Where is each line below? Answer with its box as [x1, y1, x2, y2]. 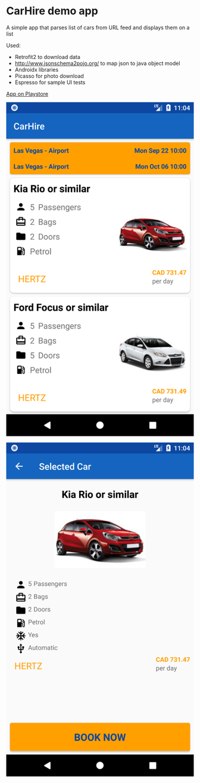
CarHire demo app [6, 4, 98, 18]
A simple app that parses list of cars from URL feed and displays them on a [6, 24, 190, 31]
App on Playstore [6, 90, 49, 97]
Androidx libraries [14, 66, 59, 73]
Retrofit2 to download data [14, 53, 80, 60]
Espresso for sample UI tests [14, 79, 86, 86]
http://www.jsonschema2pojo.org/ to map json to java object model [14, 60, 180, 67]
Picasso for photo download [14, 72, 85, 79]
